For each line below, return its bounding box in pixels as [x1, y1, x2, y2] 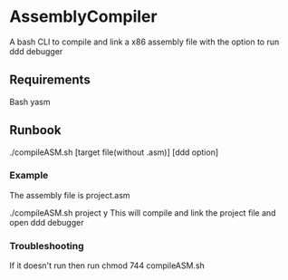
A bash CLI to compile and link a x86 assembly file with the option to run [9, 36, 280, 47]
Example [9, 169, 49, 182]
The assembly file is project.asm [9, 189, 130, 200]
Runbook [9, 122, 62, 138]
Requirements [9, 72, 91, 88]
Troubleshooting [9, 239, 84, 252]
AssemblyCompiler [9, 6, 158, 27]
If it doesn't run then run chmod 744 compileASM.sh [9, 260, 206, 271]
